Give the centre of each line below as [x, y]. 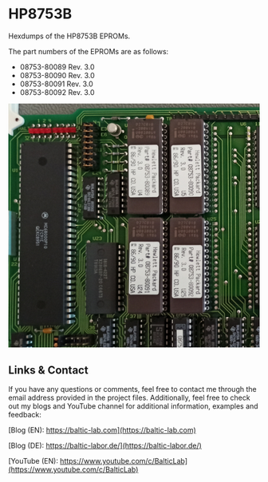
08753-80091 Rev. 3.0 [56, 84]
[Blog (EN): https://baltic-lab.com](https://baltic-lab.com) [102, 430]
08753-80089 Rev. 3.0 [57, 67]
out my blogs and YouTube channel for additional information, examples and [133, 406]
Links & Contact [49, 370]
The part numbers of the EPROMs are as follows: [89, 51]
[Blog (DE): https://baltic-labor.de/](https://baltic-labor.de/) [105, 445]
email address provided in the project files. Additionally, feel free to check [129, 397]
